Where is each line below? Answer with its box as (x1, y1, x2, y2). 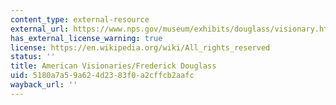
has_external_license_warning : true (10, 33, 163, 43)
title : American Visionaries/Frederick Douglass (10, 61, 217, 71)
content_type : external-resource (10, 14, 150, 25)
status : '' (10, 52, 56, 62)
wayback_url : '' (10, 80, 78, 90)
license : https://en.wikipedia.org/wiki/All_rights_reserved (10, 42, 271, 53)
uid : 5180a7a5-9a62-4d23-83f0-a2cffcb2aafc (10, 71, 195, 81)
